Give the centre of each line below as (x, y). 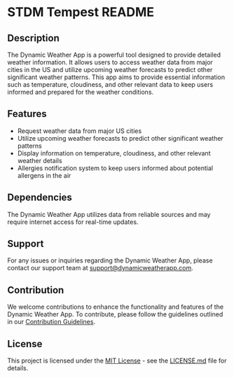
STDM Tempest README (81, 12)
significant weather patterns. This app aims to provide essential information (116, 77)
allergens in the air (44, 175)
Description (33, 38)
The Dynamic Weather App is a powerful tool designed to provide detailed (114, 55)
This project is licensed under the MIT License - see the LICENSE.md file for (117, 360)
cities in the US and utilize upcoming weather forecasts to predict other (110, 70)
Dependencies (40, 198)
